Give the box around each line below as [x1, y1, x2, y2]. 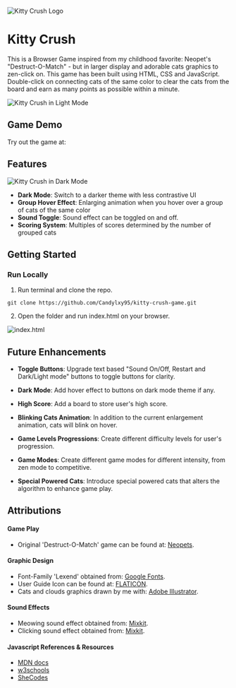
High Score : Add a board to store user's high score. [17, 400, 168, 408]
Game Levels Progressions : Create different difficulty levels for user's [17, 434, 222, 443]
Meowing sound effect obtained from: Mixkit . [17, 619, 149, 628]
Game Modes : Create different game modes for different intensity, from [17, 456, 225, 464]
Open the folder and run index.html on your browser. [17, 312, 170, 321]
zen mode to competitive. [17, 463, 92, 472]
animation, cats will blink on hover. [17, 421, 118, 429]
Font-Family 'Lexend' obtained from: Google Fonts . [17, 572, 166, 581]
